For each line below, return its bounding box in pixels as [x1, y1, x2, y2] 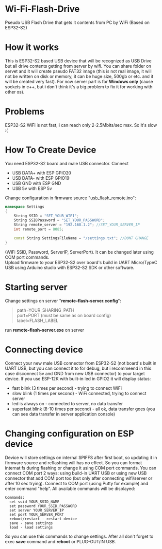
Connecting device [5, 344, 83, 355]
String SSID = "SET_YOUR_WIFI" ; [14, 213, 79, 218]
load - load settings [9, 525, 53, 530]
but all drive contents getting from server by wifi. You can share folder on [5, 63, 151, 69]
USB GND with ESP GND [12, 180, 62, 186]
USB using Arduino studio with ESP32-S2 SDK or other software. [5, 265, 134, 270]
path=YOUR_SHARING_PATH [16, 307, 75, 313]
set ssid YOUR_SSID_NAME [9, 499, 60, 504]
